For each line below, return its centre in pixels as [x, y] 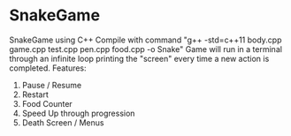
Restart [35, 94]
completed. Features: [48, 68]
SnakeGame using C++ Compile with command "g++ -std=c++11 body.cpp [145, 40]
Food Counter [47, 103]
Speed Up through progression [78, 113]
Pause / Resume [52, 85]
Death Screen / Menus [63, 122]
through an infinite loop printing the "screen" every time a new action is [139, 58]
